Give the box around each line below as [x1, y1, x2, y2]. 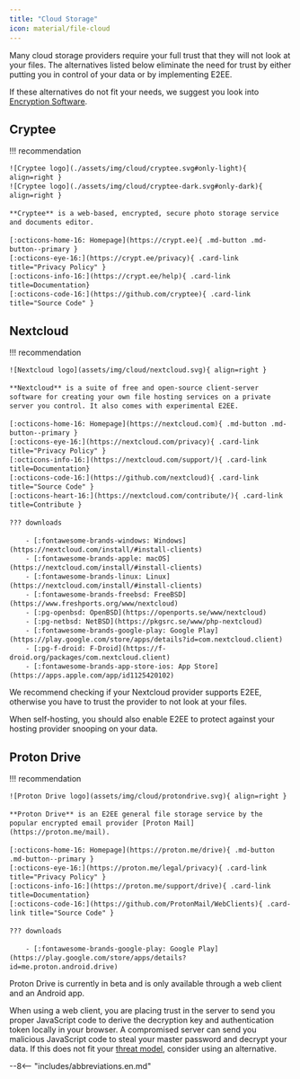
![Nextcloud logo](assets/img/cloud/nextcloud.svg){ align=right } [9, 366, 268, 375]
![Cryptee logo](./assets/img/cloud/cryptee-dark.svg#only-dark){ [9, 182, 263, 191]
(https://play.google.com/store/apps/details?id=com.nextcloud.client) [9, 635, 283, 644]
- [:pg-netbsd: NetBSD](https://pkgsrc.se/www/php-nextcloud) [25, 617, 263, 626]
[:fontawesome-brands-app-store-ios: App [32, 662, 191, 671]
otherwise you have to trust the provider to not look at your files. [9, 696, 247, 707]
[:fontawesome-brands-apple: [32, 554, 143, 563]
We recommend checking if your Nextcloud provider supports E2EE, [9, 687, 262, 698]
